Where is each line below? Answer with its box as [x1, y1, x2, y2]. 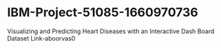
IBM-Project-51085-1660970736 [7, 5, 198, 20]
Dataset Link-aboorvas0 [7, 34, 76, 42]
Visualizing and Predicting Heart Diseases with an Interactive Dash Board [7, 27, 215, 35]
